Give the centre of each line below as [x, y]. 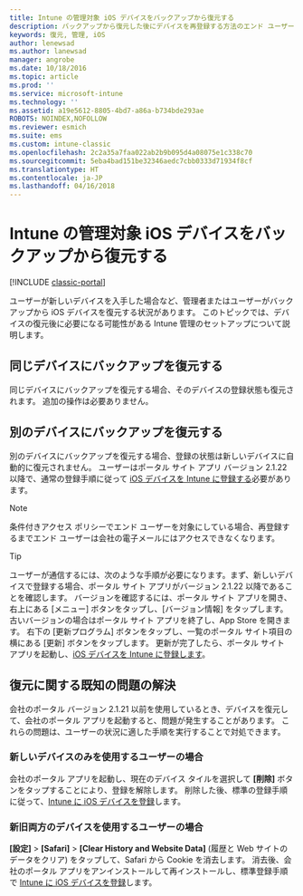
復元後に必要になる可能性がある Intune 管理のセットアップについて [158, 323]
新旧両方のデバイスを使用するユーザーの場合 [106, 827]
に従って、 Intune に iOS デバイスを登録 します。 [98, 801]
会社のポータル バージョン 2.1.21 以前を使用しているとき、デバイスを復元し [149, 708]
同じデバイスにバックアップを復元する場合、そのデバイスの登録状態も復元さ [152, 390]
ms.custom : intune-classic [60, 144]
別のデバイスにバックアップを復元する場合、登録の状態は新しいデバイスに [148, 456]
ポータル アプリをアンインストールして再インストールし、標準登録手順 [156, 872]
